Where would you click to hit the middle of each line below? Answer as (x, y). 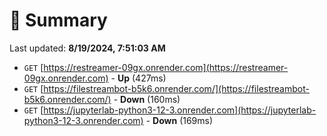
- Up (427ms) (138, 78)
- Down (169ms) (179, 120)
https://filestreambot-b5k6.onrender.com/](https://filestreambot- (176, 88)
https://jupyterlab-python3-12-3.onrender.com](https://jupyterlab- (180, 110)
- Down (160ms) (147, 99)
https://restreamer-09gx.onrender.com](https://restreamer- (166, 67)
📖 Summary (58, 20)
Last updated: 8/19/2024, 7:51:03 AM (87, 48)
